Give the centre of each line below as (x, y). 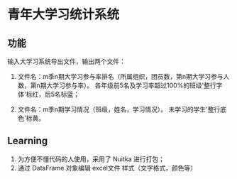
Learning (28, 141)
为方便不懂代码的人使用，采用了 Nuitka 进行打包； (91, 159)
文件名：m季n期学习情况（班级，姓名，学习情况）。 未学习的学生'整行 (119, 109)
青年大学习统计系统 (64, 15)
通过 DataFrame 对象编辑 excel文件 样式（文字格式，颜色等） (107, 168)
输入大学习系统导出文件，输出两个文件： (66, 61)
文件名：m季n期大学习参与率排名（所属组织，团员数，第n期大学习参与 (120, 76)
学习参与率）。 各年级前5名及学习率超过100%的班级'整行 (134, 85)
